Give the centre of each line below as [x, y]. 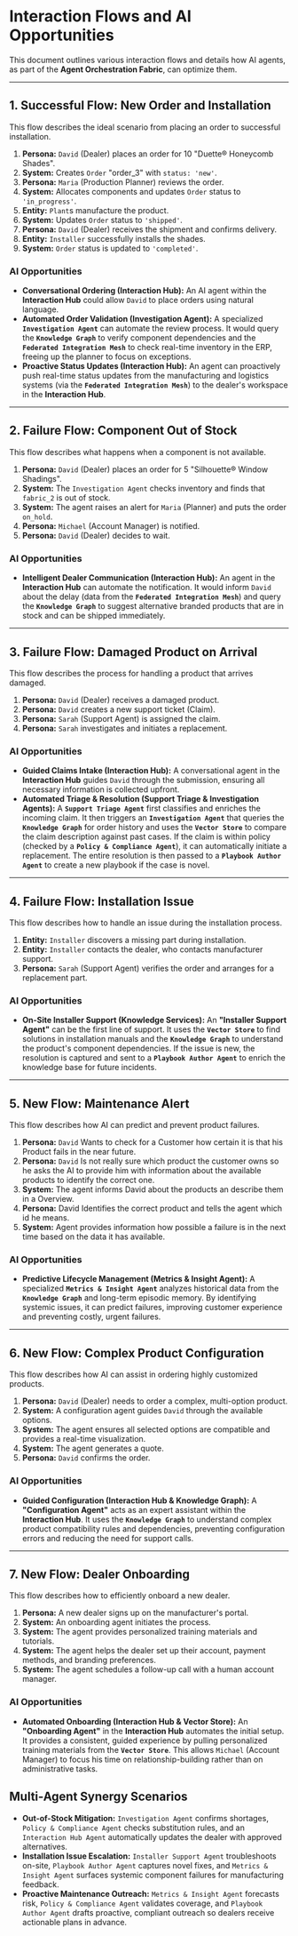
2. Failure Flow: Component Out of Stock [123, 431]
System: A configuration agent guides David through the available [142, 1411]
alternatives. [45, 1846]
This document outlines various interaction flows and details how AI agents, [148, 60]
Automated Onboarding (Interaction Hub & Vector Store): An [135, 1721]
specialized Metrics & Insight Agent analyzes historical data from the [150, 1288]
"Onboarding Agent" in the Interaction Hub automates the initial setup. [153, 1731]
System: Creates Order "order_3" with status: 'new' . [119, 172]
